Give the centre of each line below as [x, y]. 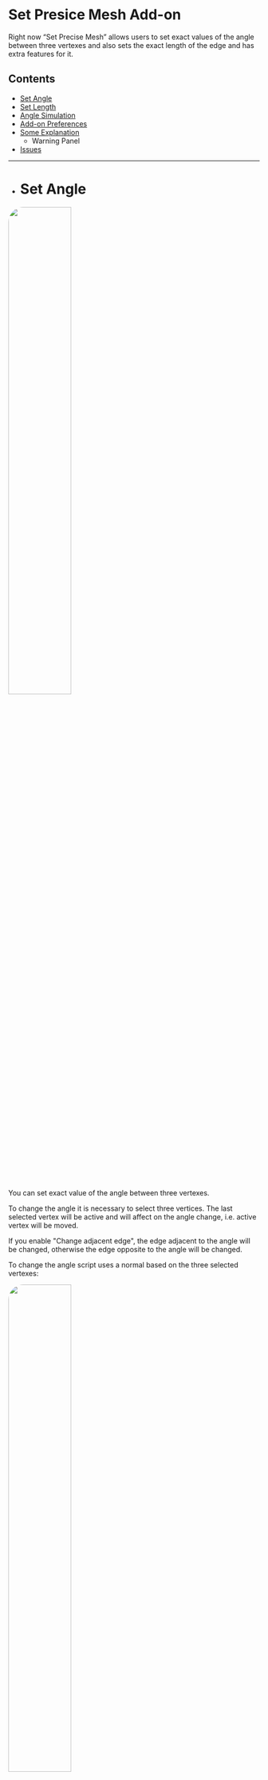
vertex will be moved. [43, 1225]
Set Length [38, 106]
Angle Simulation [47, 115]
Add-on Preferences [53, 124]
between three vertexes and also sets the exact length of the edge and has [131, 45]
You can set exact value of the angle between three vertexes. [109, 1192]
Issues [31, 149]
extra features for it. [41, 54]
